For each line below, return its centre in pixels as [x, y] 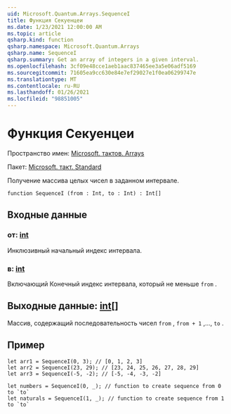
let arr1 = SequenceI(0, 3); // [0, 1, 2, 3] [75, 361]
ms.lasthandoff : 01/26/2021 [48, 92]
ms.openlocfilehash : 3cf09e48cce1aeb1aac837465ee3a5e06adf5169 [102, 66]
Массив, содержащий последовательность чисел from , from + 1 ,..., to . [115, 323]
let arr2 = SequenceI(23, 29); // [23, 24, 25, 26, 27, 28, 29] [103, 368]
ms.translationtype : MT [42, 79]
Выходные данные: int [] [63, 306]
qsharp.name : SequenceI [42, 54]
